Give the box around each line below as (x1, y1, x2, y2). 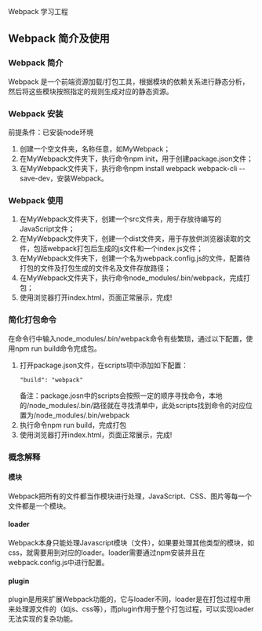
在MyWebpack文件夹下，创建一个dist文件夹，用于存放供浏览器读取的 (19, 234, 245, 243)
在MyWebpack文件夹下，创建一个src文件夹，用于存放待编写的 (19, 214, 222, 224)
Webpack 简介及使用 (8, 32, 110, 46)
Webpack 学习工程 (8, 7, 69, 16)
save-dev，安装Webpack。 (19, 173, 108, 183)
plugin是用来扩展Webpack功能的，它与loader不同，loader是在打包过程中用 (8, 595, 251, 604)
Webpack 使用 (8, 195, 64, 206)
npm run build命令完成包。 (14, 344, 102, 353)
